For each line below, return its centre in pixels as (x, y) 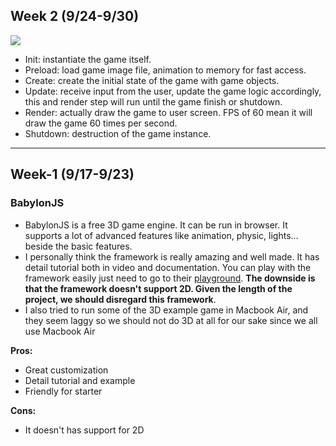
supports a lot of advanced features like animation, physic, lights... (161, 235)
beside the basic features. (78, 246)
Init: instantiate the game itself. (88, 59)
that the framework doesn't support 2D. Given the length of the (158, 288)
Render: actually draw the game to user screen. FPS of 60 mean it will (168, 112)
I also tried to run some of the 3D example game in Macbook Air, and (166, 310)
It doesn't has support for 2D (84, 430)
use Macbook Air (60, 331)
